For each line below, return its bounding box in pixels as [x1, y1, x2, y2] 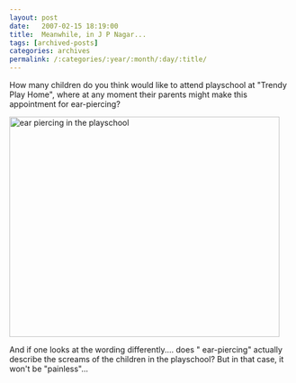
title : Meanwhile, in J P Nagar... [9, 30, 147, 39]
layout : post [9, 13, 58, 22]
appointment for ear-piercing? [9, 99, 121, 109]
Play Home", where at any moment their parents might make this [9, 89, 247, 100]
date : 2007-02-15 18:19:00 [9, 22, 119, 31]
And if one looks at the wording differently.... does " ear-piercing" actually [9, 344, 283, 355]
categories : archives [9, 47, 91, 56]
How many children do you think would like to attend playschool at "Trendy [9, 80, 288, 90]
